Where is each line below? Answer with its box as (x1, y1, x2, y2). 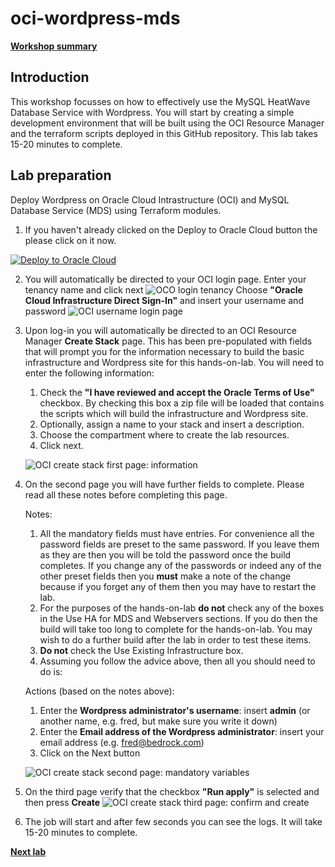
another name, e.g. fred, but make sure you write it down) (39, 715, 278, 727)
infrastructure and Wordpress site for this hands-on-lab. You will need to (24, 356, 325, 368)
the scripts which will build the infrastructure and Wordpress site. (39, 407, 309, 419)
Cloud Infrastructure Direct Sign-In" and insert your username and (24, 294, 304, 306)
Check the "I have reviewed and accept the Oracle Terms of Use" (39, 386, 315, 398)
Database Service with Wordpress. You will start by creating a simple (10, 106, 295, 118)
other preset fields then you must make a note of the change (39, 570, 292, 582)
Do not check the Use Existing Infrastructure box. (39, 644, 244, 656)
